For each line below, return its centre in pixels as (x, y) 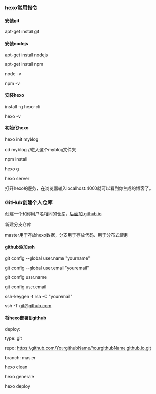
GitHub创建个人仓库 (29, 202)
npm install (16, 159)
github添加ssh (20, 247)
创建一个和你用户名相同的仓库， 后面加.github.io (53, 214)
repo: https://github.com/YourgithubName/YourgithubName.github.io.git (78, 348)
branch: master (20, 358)
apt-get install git (22, 32)
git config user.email (26, 287)
